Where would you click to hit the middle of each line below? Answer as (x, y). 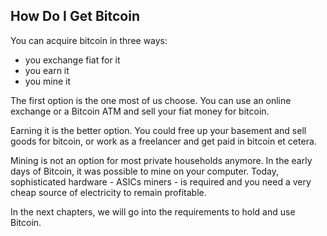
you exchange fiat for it (72, 60)
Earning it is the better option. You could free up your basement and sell (158, 130)
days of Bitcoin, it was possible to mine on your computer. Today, (144, 171)
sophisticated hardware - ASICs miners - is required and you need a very (161, 181)
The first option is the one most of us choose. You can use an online (151, 100)
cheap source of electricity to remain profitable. (108, 192)
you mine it (47, 81)
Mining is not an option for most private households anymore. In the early (161, 160)
